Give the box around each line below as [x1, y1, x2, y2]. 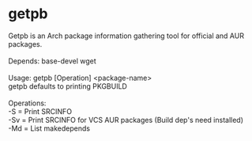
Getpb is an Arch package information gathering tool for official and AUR [8, 31, 245, 40]
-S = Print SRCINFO [8, 106, 73, 116]
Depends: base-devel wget [8, 56, 96, 66]
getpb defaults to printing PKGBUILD [8, 81, 128, 91]
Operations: [8, 98, 47, 108]
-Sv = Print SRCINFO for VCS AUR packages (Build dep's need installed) [8, 115, 243, 124]
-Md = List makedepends [8, 124, 91, 133]
